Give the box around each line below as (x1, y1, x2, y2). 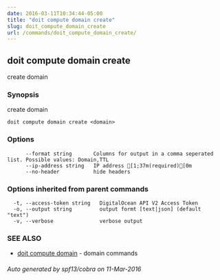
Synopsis (7, 90, 39, 100)
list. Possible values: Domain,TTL (7, 156, 109, 163)
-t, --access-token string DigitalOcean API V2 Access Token (13, 200, 198, 207)
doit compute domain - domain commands (16, 249, 138, 257)
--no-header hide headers (25, 168, 131, 175)
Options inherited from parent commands (7, 184, 149, 194)
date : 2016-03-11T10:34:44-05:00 (7, 10, 103, 17)
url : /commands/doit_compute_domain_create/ (7, 29, 137, 36)
